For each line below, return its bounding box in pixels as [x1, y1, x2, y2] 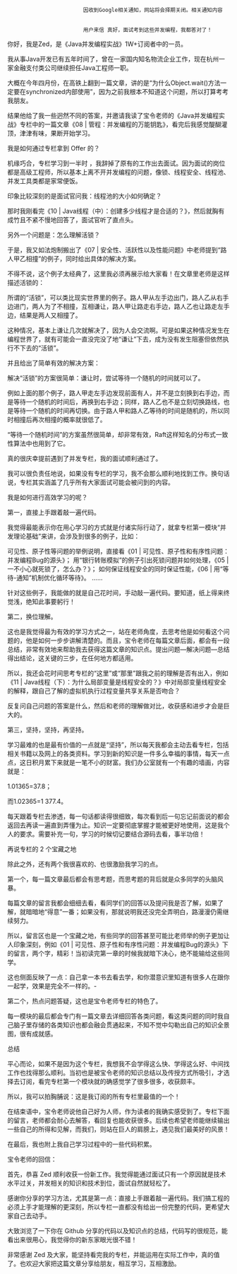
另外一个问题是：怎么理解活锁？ [7, 230, 100, 239]
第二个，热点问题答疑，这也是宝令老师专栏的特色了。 [7, 997, 162, 1005]
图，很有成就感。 [7, 1029, 57, 1038]
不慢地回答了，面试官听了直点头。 [37, 216, 138, 224]
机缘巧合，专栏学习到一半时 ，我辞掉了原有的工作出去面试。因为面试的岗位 [7, 159, 226, 168]
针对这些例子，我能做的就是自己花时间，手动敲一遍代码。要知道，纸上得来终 [7, 589, 230, 597]
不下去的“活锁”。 [13, 344, 63, 352]
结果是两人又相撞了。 [19, 311, 82, 320]
